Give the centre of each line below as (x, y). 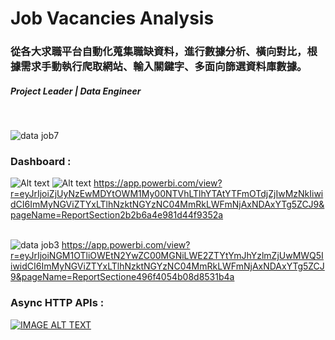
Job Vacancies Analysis (112, 18)
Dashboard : (41, 161)
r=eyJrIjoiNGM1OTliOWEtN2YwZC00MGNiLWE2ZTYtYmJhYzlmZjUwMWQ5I (167, 256)
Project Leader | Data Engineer (76, 91)
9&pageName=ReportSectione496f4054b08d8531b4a (122, 277)
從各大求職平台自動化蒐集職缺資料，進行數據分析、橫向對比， (159, 52)
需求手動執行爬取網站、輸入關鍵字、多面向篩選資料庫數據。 (164, 67)
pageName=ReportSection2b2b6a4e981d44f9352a (117, 215)
